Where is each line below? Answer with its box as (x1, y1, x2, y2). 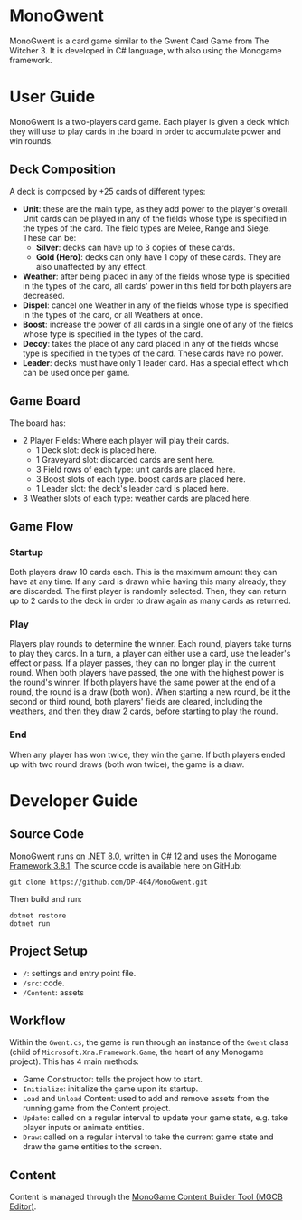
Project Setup (9, 944, 89, 959)
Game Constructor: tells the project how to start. (22, 1074, 203, 1085)
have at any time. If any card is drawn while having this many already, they (9, 576, 287, 587)
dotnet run (9, 918, 51, 928)
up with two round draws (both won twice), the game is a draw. (9, 758, 245, 770)
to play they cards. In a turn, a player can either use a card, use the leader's (9, 648, 291, 659)
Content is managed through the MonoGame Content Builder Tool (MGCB (9, 1192, 283, 1203)
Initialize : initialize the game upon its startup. (22, 1083, 199, 1094)
